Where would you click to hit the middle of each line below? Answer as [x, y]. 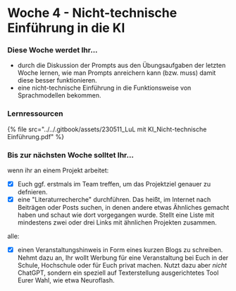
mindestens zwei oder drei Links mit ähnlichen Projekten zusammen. [117, 222]
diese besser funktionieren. [57, 81]
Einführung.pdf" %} [36, 136]
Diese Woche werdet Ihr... [52, 50]
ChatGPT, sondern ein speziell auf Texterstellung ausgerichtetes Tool [118, 273]
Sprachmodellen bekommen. [59, 95]
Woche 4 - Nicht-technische [92, 13]
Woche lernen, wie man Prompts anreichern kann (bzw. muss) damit [117, 73]
